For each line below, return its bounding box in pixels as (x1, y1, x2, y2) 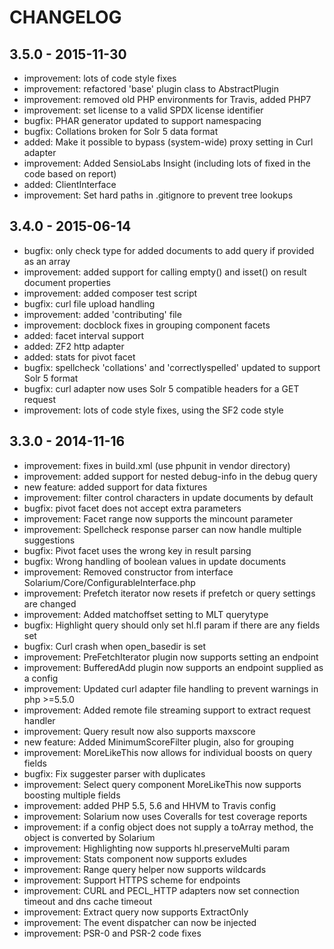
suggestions (23, 534, 76, 546)
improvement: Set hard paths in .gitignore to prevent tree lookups (23, 189, 294, 201)
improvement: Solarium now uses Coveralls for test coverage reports (23, 810, 308, 822)
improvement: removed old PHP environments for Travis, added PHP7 (23, 94, 312, 105)
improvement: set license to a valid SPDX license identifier (23, 104, 264, 116)
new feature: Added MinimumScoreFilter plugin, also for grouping (23, 736, 294, 748)
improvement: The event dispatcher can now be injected (23, 916, 257, 928)
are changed (23, 597, 77, 610)
